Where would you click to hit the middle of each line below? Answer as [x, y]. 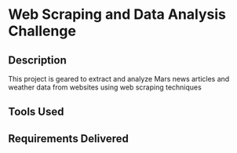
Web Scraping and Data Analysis [117, 15]
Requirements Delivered [69, 138]
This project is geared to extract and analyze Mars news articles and [119, 79]
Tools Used [36, 112]
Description [37, 60]
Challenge [42, 31]
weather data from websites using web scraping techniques [105, 87]
